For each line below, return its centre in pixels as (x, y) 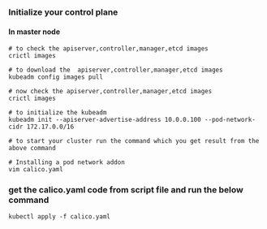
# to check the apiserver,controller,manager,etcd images (108, 49)
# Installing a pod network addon (67, 162)
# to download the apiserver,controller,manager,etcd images (116, 70)
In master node (34, 32)
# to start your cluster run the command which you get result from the (134, 141)
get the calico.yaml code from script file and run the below (126, 190)
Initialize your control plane (63, 12)
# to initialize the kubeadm (58, 113)
